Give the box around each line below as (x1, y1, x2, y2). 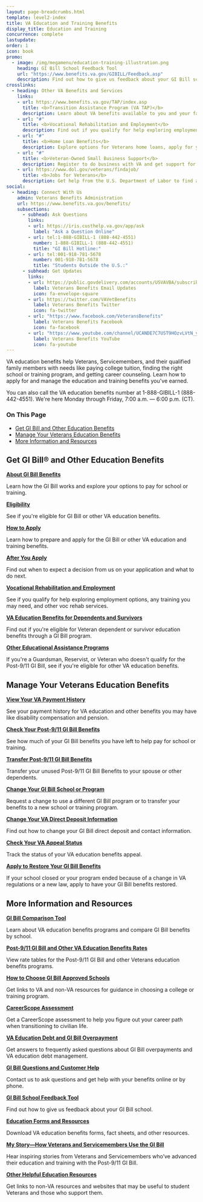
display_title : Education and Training (6, 25, 107, 32)
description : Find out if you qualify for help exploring (22, 127, 172, 133)
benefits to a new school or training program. (6, 804, 119, 811)
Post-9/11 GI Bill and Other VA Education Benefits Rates (6, 944, 148, 952)
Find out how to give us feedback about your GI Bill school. (6, 1106, 153, 1113)
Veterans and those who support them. (6, 1189, 104, 1196)
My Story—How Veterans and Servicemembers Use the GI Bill (6, 1141, 164, 1148)
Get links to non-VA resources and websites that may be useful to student (6, 1183, 190, 1190)
